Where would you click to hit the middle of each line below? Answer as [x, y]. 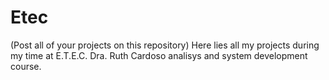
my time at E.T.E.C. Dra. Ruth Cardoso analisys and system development [159, 55]
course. [26, 66]
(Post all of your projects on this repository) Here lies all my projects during [165, 45]
